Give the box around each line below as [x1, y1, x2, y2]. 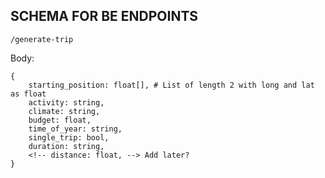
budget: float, [28, 115, 92, 125]
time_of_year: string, [28, 124, 123, 134]
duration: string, [28, 141, 105, 151]
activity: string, [28, 97, 105, 108]
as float [10, 89, 47, 99]
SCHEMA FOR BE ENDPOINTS [10, 8, 199, 25]
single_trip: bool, [28, 132, 110, 143]
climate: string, [28, 106, 101, 116]
